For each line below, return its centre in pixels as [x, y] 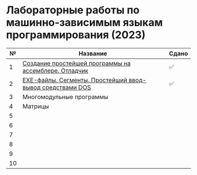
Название [93, 53]
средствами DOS [67, 87]
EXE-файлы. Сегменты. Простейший [75, 80]
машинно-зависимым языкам [84, 22]
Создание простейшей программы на [77, 63]
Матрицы [36, 106]
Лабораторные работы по [73, 10]
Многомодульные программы [65, 97]
